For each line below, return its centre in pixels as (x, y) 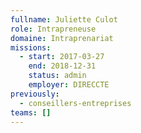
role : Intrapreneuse (53, 29)
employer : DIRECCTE (69, 85)
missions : (31, 47)
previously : (35, 94)
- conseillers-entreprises (75, 103)
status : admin (57, 76)
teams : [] (31, 112)
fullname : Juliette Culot (64, 19)
